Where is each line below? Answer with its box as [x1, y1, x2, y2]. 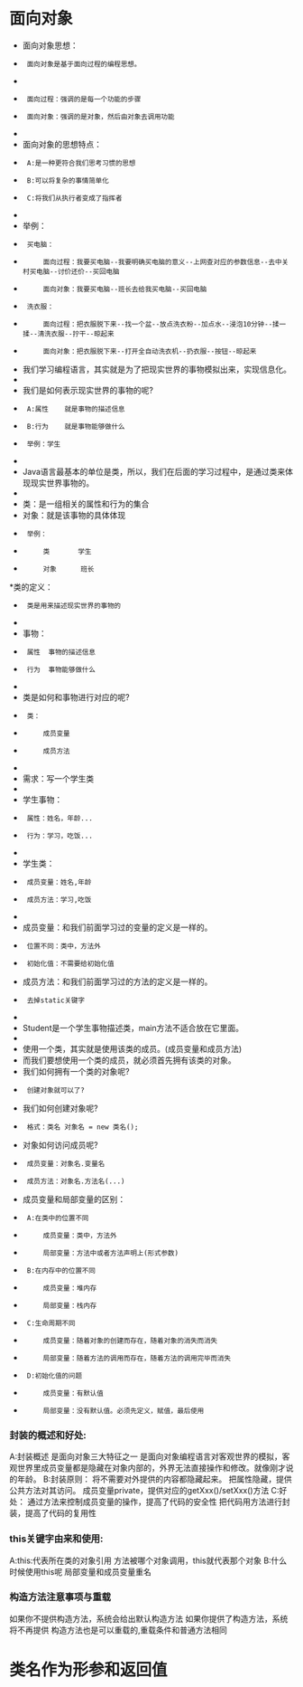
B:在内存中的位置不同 [26, 1265, 96, 1275]
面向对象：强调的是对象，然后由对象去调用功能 [26, 112, 175, 121]
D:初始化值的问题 [26, 1371, 83, 1380]
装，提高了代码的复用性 [9, 1508, 96, 1519]
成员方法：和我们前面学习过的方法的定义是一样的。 [22, 976, 213, 987]
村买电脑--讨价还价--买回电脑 [22, 267, 120, 276]
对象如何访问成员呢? [22, 1139, 98, 1150]
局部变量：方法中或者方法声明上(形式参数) [42, 1248, 179, 1257]
